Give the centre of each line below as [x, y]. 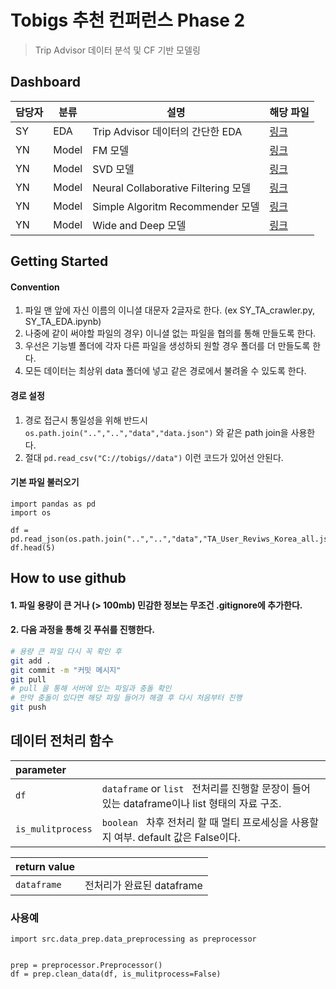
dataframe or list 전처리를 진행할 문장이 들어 [206, 788]
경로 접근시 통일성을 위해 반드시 [86, 420]
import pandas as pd [53, 504]
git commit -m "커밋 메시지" [66, 670]
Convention [35, 287]
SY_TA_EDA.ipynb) [63, 322]
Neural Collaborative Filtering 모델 [171, 188]
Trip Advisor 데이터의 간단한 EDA [167, 131]
